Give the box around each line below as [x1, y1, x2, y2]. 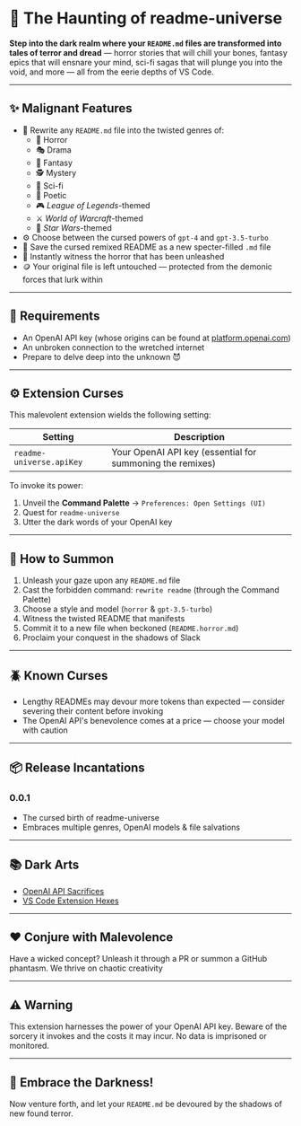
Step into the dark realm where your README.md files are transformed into [9, 38, 282, 48]
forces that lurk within [21, 274, 103, 285]
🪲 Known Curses [9, 668, 108, 683]
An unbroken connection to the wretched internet [21, 341, 205, 353]
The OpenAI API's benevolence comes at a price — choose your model [21, 716, 285, 726]
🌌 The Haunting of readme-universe [9, 8, 283, 29]
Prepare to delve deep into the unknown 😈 [21, 351, 182, 362]
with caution [21, 725, 69, 735]
